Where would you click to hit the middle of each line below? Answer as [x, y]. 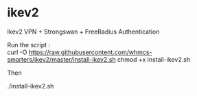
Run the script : [28, 45]
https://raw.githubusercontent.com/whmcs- [90, 52]
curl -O [17, 52]
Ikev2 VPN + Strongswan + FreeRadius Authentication [83, 32]
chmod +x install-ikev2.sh [154, 59]
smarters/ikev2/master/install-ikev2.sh [61, 59]
